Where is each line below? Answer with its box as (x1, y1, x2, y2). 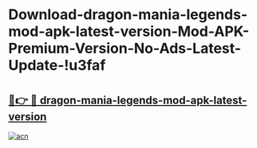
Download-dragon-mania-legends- (8, 6, 248, 24)
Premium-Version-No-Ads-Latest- (8, 40, 242, 57)
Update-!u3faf (8, 56, 106, 75)
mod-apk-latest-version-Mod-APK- (8, 22, 250, 41)
